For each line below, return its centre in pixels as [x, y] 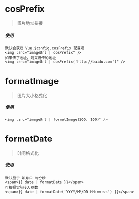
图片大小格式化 [32, 95]
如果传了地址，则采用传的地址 [30, 58]
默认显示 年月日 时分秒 [26, 178]
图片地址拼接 [30, 23]
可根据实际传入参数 [21, 187]
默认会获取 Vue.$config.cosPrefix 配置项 [45, 48]
